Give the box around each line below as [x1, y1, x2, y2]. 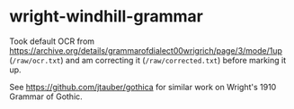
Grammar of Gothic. [9, 91, 83, 102]
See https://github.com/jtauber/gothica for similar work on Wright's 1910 [9, 81, 277, 92]
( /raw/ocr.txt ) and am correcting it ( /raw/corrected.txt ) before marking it [9, 54, 287, 65]
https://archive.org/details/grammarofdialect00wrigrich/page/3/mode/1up [9, 45, 283, 55]
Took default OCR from [9, 36, 95, 46]
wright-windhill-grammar [9, 6, 204, 27]
